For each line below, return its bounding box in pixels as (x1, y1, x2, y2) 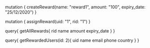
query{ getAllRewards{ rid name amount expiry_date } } (5, 28, 115, 33)
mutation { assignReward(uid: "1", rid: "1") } (5, 19, 91, 24)
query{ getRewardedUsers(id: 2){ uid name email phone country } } (5, 37, 139, 43)
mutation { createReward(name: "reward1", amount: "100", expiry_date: (5, 4, 146, 10)
